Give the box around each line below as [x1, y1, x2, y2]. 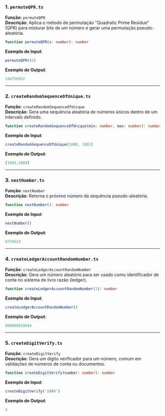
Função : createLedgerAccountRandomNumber [5, 266, 92, 273]
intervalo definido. [5, 114, 42, 120]
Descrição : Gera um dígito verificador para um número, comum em [5, 356, 141, 362]
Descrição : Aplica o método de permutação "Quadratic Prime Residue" [5, 20, 150, 26]
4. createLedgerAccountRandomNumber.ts [5, 255, 99, 262]
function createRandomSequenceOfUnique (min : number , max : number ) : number [5, 124, 162, 129]
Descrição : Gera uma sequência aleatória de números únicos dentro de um [5, 109, 158, 115]
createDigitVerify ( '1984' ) [5, 389, 60, 393]
